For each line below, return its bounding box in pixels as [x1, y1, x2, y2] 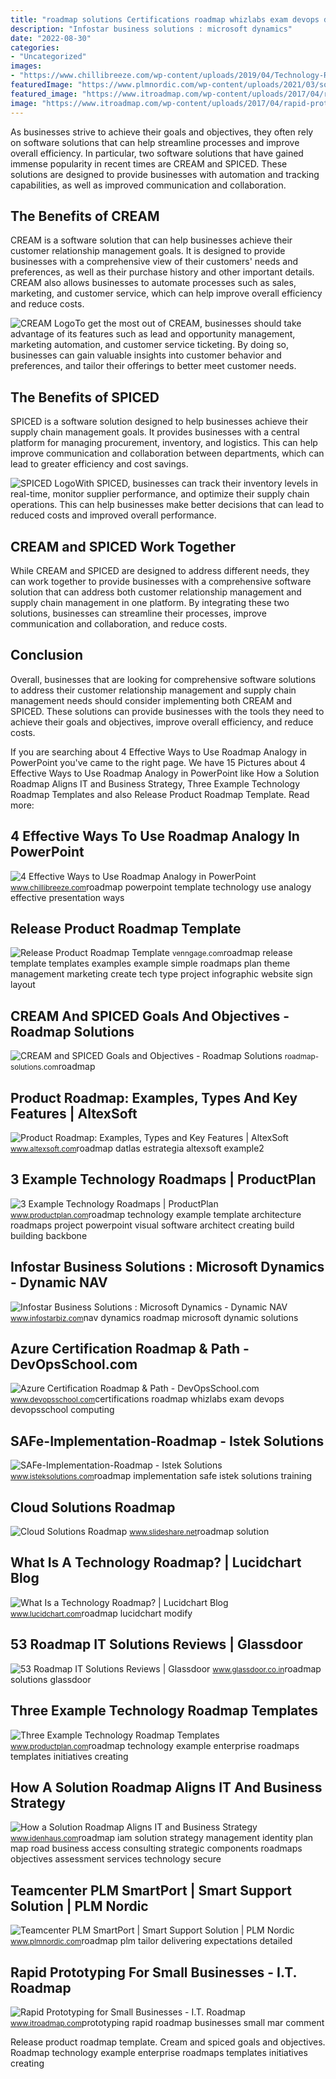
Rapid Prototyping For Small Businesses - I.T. [10, 1964, 297, 1981]
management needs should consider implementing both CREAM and [10, 694, 292, 706]
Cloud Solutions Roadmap [10, 1499, 176, 1516]
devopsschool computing [10, 1404, 115, 1416]
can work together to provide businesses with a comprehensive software [10, 575, 312, 587]
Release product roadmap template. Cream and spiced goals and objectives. [10, 2036, 326, 2048]
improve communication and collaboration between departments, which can [10, 447, 325, 460]
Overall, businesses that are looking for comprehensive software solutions [10, 673, 317, 685]
